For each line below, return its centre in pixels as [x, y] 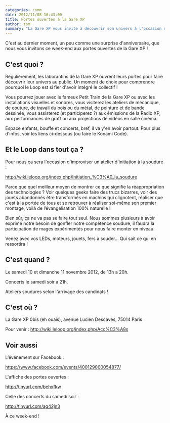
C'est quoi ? [25, 64]
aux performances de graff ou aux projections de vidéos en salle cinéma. [81, 118]
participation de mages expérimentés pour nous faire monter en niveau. [80, 228]
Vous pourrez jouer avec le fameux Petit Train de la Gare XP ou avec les [80, 97]
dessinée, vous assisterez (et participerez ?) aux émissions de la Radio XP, [83, 113]
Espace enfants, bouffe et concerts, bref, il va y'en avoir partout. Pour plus [83, 128]
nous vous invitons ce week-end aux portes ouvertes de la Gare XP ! [77, 49]
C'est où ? [22, 307]
